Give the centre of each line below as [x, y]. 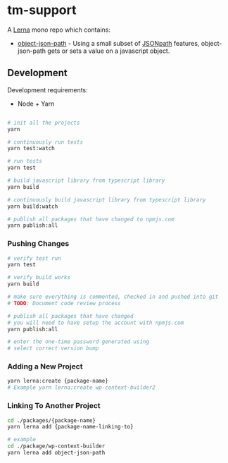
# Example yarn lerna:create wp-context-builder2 [82, 388]
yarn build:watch [33, 206]
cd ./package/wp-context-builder [56, 446]
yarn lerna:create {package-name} [58, 381]
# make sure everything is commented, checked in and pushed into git [113, 297]
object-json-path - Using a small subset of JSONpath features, [108, 43]
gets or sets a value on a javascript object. [109, 51]
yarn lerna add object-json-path [56, 453]
